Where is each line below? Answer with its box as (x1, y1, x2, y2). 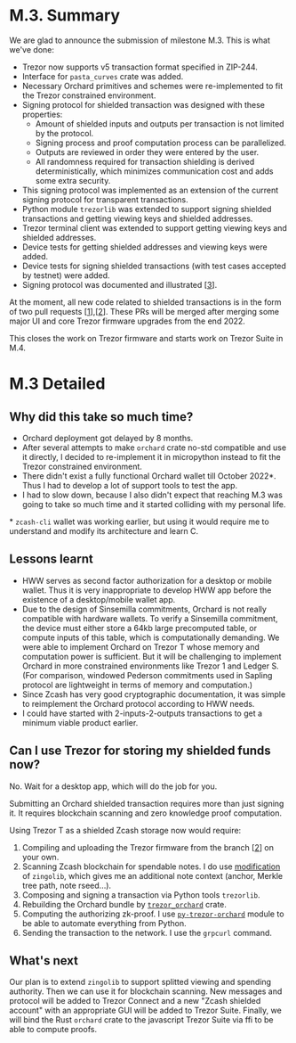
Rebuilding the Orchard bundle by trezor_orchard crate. (21, 899, 227, 909)
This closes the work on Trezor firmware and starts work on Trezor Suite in (9, 333, 284, 343)
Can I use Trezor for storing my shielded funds (9, 743, 271, 759)
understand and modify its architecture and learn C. (9, 525, 198, 536)
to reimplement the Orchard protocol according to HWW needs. (21, 698, 255, 709)
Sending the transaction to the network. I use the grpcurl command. (21, 927, 273, 938)
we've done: (9, 44, 55, 54)
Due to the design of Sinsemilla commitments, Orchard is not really (21, 604, 267, 614)
